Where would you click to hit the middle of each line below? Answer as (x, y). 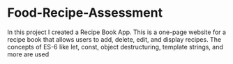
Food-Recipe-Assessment (85, 13)
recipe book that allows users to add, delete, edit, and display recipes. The (114, 39)
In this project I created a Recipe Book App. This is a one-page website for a (117, 32)
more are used (28, 54)
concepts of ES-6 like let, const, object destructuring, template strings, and (115, 47)
